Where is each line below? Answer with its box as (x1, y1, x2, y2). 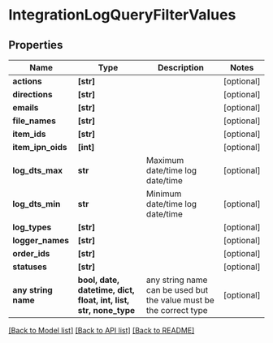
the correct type (145, 305, 209, 315)
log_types (12, 221, 52, 233)
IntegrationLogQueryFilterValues (8, 6, 236, 24)
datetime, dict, (77, 285, 136, 295)
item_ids (12, 128, 46, 139)
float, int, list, (77, 294, 130, 306)
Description (158, 62, 205, 73)
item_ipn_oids (12, 142, 67, 152)
